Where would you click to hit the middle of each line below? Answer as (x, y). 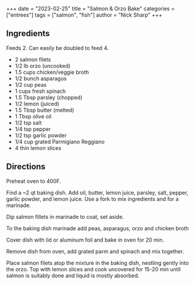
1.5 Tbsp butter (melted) (44, 110)
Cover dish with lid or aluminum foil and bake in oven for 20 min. (85, 240)
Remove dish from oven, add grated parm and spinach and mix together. (95, 251)
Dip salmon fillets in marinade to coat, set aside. (65, 217)
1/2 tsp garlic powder (41, 135)
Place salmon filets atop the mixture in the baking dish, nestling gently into (97, 263)
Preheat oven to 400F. (34, 181)
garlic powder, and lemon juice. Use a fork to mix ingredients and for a (92, 199)
